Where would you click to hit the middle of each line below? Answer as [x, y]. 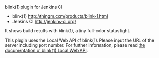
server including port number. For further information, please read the [75, 45]
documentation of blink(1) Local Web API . [47, 51]
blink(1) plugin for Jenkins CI [34, 7]
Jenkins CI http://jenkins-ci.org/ [44, 22]
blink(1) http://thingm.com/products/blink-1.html [60, 16]
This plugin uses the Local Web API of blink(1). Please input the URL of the [80, 40]
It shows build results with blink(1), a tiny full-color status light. [68, 31]
